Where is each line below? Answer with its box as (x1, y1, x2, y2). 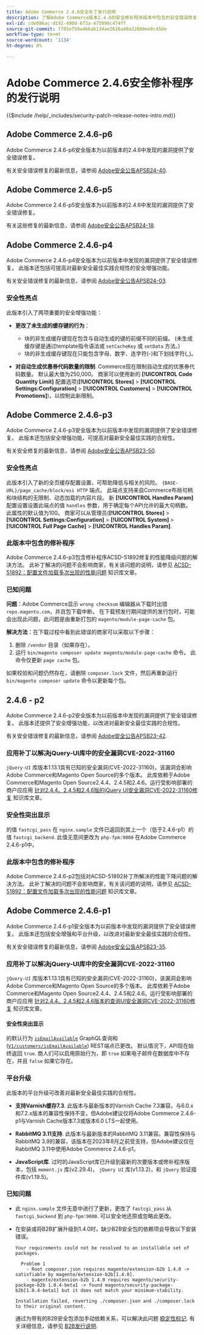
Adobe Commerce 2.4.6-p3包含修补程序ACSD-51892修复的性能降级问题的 (6, 553, 192, 561)
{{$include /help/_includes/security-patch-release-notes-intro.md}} (6, 112, 176, 119)
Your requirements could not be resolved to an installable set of (15, 1245, 189, 1251)
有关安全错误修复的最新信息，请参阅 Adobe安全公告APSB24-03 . (6, 277, 168, 285)
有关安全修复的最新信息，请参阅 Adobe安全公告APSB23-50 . (6, 447, 157, 455)
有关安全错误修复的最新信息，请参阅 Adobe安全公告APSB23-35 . (6, 943, 167, 950)
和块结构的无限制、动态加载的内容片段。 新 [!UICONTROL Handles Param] (6, 494, 194, 501)
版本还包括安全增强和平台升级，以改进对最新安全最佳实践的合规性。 (23, 930, 194, 938)
